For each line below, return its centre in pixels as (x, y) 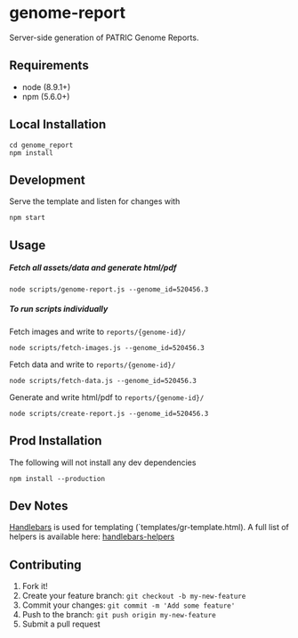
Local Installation (58, 124)
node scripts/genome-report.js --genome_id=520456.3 (109, 289)
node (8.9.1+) (46, 86)
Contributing (45, 564)
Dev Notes (39, 506)
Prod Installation (56, 441)
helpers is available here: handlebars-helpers (92, 536)
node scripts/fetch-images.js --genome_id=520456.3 (107, 348)
